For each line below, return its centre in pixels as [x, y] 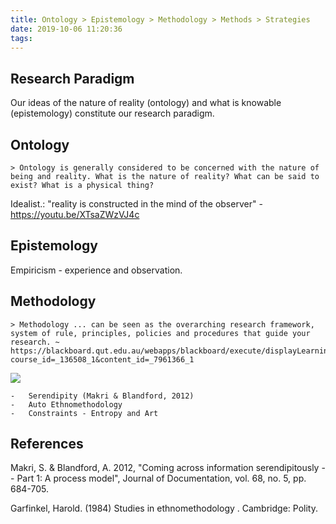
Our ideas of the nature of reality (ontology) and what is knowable [146, 103]
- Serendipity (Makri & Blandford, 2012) [102, 396]
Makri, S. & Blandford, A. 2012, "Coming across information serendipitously [165, 468]
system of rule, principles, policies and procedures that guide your [160, 333]
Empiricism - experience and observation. [96, 270]
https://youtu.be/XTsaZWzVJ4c [75, 214]
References [47, 444]
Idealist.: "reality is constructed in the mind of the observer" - [136, 204]
